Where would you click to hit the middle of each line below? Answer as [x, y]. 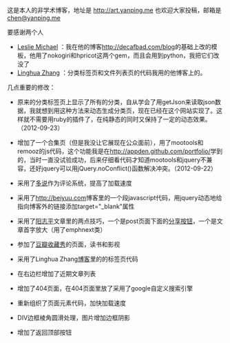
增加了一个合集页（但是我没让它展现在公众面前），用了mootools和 [110, 143]
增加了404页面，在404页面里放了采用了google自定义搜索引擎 [105, 288]
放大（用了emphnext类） [71, 229]
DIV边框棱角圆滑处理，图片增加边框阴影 [74, 317]
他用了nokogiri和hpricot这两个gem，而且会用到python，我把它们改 [124, 55]
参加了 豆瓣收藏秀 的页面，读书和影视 [69, 244]
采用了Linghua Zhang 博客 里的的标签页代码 [78, 259]
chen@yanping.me [34, 18]
